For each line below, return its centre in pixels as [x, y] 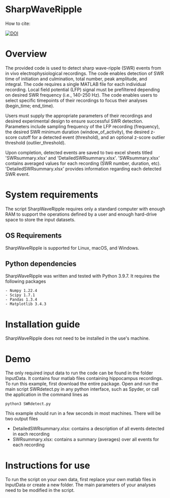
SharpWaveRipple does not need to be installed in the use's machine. [78, 338]
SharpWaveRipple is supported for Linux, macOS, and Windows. [72, 248]
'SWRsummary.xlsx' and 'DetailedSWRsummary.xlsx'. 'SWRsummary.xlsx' [82, 158]
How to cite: [18, 23]
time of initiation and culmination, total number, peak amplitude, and [76, 79]
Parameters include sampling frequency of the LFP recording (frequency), [82, 126]
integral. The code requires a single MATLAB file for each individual [76, 84]
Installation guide [43, 324]
